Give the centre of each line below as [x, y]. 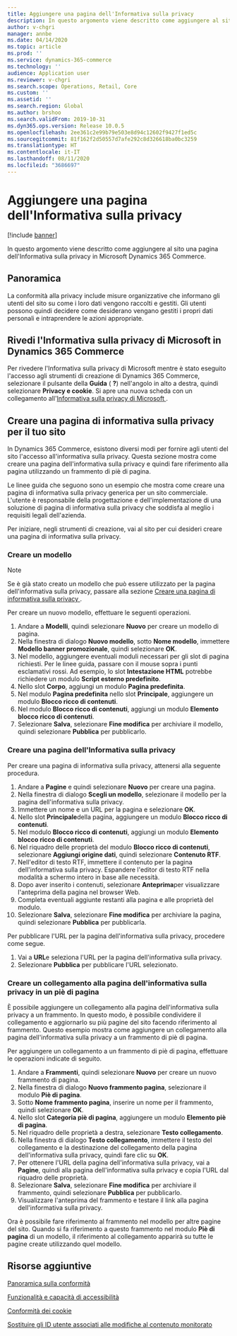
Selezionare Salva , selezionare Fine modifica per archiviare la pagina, [120, 915]
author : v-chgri [31, 27]
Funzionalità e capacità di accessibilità [63, 1297]
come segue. [26, 943]
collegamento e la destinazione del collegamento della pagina [107, 1148]
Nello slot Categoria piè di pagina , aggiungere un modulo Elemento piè [122, 1118]
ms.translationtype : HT [42, 146]
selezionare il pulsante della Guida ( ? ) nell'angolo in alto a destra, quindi [113, 384]
